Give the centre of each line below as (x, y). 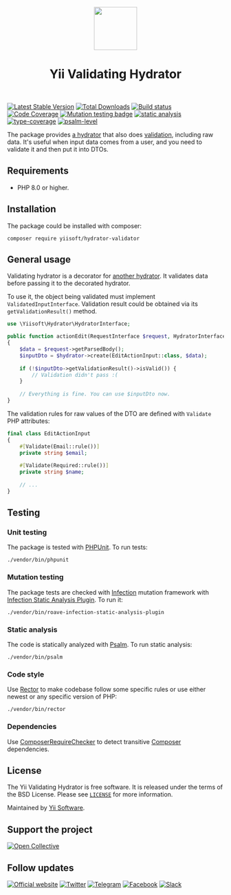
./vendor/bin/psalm (35, 657)
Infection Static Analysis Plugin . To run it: (65, 599)
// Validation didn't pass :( (75, 375)
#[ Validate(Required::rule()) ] (64, 466)
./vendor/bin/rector (37, 710)
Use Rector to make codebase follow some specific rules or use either (107, 690)
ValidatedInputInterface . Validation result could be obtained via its (102, 304)
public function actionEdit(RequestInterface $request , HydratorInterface (117, 337)
